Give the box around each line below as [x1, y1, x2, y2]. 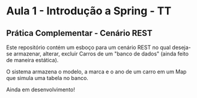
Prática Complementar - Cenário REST [6, 28, 153, 38]
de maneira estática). [6, 57, 59, 63]
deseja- [172, 44, 191, 51]
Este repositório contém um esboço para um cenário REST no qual [6, 44, 171, 51]
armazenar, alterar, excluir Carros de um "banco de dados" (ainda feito [13, 50, 189, 57]
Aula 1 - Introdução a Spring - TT [6, 4, 172, 18]
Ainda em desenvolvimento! [6, 86, 75, 93]
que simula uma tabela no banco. [6, 75, 89, 81]
